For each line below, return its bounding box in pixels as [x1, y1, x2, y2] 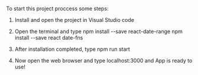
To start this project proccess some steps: [6, 5, 109, 12]
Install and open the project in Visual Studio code [14, 17, 135, 23]
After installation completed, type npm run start [14, 45, 130, 53]
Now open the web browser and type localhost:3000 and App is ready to [14, 57, 193, 64]
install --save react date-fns [14, 34, 83, 41]
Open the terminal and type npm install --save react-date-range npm [14, 28, 183, 35]
